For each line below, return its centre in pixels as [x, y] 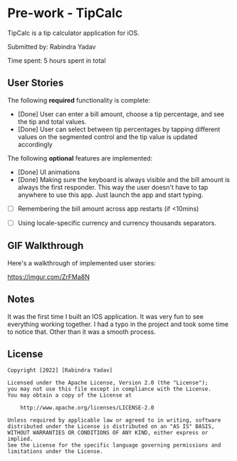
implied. [20, 439]
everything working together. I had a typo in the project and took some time [118, 324]
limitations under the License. [55, 452]
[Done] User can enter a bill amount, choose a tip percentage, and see [121, 114]
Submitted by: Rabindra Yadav [52, 46]
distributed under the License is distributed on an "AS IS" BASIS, [111, 427]
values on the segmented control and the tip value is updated [107, 136]
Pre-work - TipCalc [65, 13]
